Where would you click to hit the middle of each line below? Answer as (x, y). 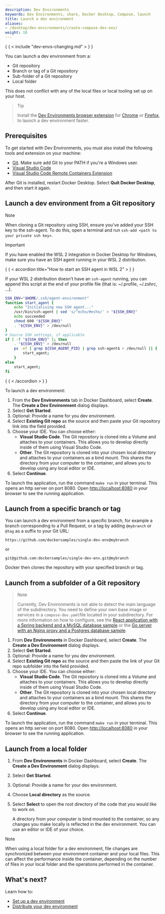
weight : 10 (16, 33)
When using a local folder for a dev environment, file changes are (71, 848)
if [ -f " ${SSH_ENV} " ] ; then (36, 339)
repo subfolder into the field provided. (51, 666)
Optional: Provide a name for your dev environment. (65, 785)
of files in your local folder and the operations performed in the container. (80, 864)
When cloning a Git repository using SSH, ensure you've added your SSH (79, 225)
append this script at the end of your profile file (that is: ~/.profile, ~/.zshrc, (81, 284)
